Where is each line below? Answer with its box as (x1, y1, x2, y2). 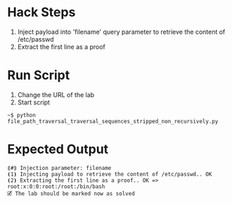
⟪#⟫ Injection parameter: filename (7, 164, 112, 171)
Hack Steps (7, 4, 76, 20)
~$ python (7, 111, 37, 118)
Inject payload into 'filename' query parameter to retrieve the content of (17, 27, 226, 36)
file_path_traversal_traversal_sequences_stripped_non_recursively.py (7, 118, 219, 125)
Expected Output (7, 142, 109, 157)
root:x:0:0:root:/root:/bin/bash (7, 183, 105, 190)
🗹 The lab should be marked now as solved (7, 190, 135, 197)
